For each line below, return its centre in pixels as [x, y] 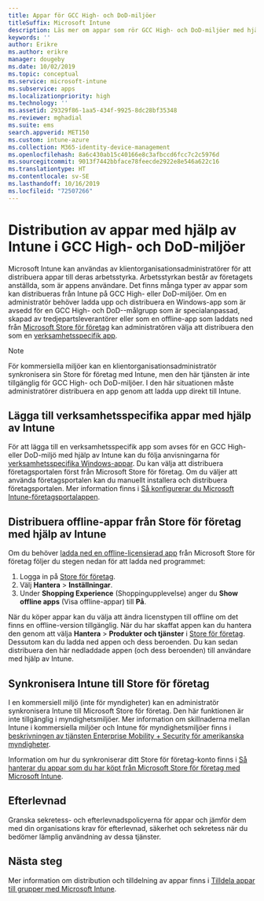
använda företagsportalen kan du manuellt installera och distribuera [118, 480]
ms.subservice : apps [42, 89]
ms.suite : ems [31, 125]
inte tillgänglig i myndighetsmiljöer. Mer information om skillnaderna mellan [129, 719]
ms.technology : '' [38, 103]
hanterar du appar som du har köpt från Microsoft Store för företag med [125, 768]
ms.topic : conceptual [44, 74]
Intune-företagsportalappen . [54, 497]
